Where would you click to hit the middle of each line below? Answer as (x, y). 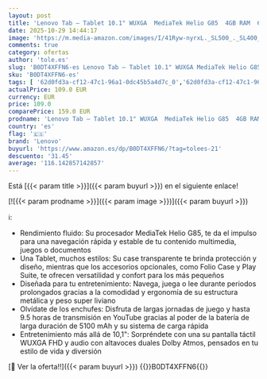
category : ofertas (39, 52)
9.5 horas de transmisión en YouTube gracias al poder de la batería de (134, 318)
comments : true (33, 45)
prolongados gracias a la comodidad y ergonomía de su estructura (129, 292)
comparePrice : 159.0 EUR (49, 112)
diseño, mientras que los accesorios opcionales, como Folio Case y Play (138, 267)
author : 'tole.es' (39, 60)
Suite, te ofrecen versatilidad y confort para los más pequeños (122, 276)
